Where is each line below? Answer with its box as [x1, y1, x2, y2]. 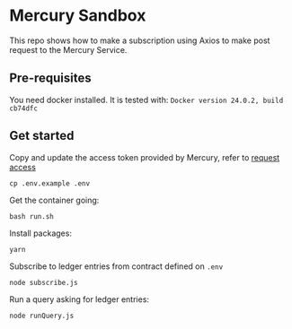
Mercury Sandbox [9, 5, 146, 26]
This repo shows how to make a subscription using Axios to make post [9, 35, 270, 46]
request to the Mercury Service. [9, 44, 128, 55]
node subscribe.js [9, 278, 78, 287]
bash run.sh [9, 212, 54, 221]
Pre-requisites [9, 71, 92, 86]
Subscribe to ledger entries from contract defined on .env [9, 261, 224, 272]
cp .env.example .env [9, 178, 91, 188]
